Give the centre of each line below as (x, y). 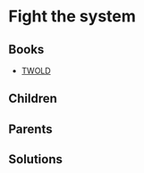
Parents (30, 129)
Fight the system (72, 16)
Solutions (36, 159)
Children (33, 99)
